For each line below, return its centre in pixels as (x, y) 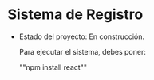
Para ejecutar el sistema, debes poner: (83, 51)
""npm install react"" (53, 67)
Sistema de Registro (75, 15)
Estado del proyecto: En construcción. (82, 36)
